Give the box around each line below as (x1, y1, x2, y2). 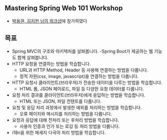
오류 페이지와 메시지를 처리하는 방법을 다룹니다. (19, 110, 112, 116)
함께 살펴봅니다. (17, 54, 49, 60)
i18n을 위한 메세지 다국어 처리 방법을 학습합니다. (12, 129, 106, 135)
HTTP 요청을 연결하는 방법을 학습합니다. (12, 60, 91, 66)
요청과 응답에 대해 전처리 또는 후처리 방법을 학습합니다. (12, 117, 119, 123)
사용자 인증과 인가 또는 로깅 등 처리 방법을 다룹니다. (19, 123, 120, 129)
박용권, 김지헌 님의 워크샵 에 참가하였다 (12, 17, 87, 24)
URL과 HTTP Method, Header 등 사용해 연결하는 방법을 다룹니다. (19, 67, 148, 73)
